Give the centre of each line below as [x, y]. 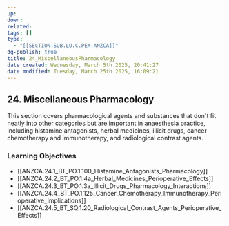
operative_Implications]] [51, 200]
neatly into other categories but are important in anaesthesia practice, [106, 123]
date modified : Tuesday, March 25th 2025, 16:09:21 [83, 71]
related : [20, 26]
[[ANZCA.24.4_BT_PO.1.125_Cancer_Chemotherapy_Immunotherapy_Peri [119, 193]
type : [15, 39]
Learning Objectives [42, 156]
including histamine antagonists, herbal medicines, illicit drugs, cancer [107, 131]
